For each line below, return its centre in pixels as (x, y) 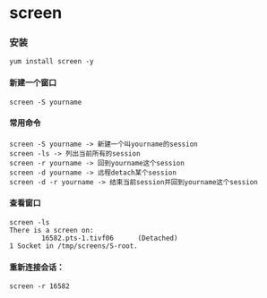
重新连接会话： (37, 267)
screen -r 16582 (39, 286)
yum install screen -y (52, 62)
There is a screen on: (52, 231)
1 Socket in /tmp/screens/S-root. (74, 246)
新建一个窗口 (33, 82)
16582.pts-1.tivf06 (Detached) (110, 238)
